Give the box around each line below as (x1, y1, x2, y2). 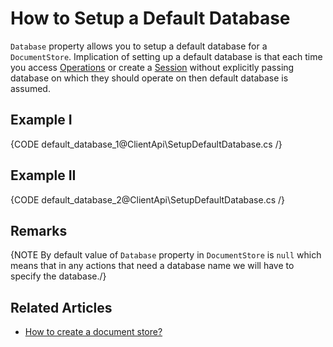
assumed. (10, 82, 51, 94)
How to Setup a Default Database (10, 7, 291, 30)
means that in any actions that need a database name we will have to (10, 260, 295, 272)
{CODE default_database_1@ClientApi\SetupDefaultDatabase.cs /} (10, 138, 283, 150)
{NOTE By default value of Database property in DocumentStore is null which (10, 249, 322, 261)
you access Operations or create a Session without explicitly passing (10, 61, 295, 73)
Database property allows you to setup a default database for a (10, 40, 268, 52)
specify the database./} (10, 270, 107, 282)
